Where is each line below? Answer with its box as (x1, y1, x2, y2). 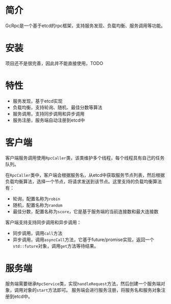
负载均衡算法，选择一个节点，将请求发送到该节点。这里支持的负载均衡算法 (5, 178, 162, 184)
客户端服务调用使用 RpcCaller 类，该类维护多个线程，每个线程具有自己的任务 (5, 154, 165, 161)
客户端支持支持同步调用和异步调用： (5, 219, 82, 225)
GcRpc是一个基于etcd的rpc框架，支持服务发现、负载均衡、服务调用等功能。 (5, 22, 166, 29)
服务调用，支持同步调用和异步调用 (12, 110, 85, 116)
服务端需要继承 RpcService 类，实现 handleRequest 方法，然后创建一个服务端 (5, 280, 161, 287)
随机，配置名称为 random (12, 202, 63, 208)
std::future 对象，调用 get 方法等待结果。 (12, 243, 99, 249)
